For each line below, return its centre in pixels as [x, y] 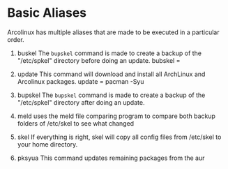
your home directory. [47, 144]
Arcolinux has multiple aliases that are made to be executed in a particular [113, 32]
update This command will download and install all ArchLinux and [111, 74]
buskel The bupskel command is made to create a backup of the [109, 53]
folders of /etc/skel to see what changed [76, 123]
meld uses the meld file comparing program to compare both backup [116, 116]
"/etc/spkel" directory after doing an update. [81, 102]
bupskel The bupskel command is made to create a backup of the [111, 95]
